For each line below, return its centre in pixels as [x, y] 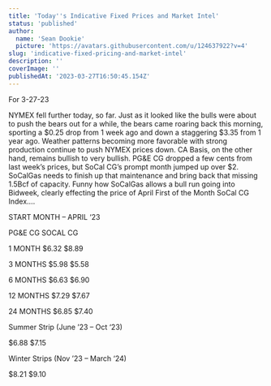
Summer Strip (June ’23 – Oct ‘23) [66, 327]
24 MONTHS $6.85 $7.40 [51, 311]
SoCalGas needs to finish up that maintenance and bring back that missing [133, 175]
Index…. [22, 201]
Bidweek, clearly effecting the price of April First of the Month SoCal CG [129, 192]
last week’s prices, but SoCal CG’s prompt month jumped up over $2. [124, 166]
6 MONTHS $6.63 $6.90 [49, 280]
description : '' [36, 62]
